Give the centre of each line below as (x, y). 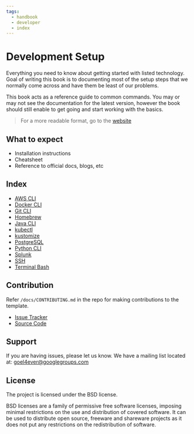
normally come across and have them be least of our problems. (83, 86)
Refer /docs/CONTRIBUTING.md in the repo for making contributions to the (93, 299)
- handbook (25, 17)
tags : (13, 11)
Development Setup (55, 57)
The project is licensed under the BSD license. (62, 395)
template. (18, 306)
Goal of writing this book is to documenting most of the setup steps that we (97, 79)
